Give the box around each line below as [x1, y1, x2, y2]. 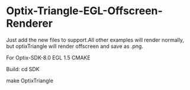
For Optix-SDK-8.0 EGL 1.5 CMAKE [6, 54, 91, 61]
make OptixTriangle [6, 77, 53, 84]
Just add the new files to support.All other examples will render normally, [6, 36, 185, 43]
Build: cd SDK [6, 65, 40, 72]
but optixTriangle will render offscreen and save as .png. [6, 43, 144, 50]
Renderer [6, 17, 53, 30]
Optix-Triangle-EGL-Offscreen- [6, 4, 163, 18]
